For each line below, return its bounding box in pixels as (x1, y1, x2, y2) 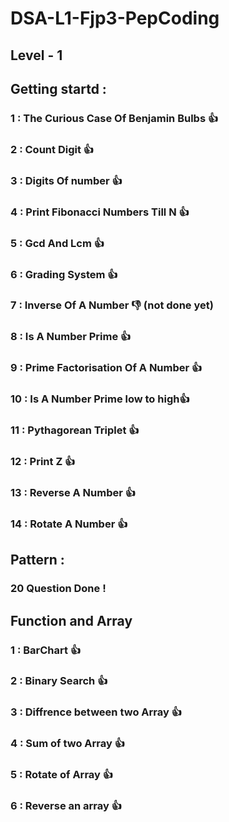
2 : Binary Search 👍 (10, 674, 108, 688)
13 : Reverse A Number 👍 (10, 485, 137, 499)
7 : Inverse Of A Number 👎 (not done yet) (10, 298, 214, 312)
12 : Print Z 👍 (10, 455, 76, 469)
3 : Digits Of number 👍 (10, 173, 123, 187)
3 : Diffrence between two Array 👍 (10, 705, 183, 719)
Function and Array (10, 612, 133, 629)
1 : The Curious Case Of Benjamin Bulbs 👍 (10, 111, 219, 125)
